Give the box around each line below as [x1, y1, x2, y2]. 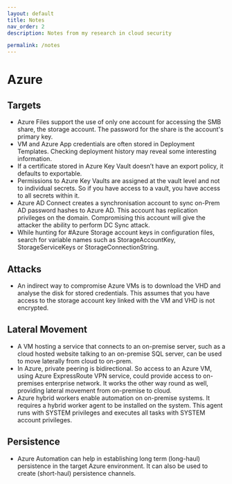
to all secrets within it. [17, 191, 80, 200]
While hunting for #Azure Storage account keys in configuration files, [17, 228, 215, 236]
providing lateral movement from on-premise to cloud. [17, 386, 172, 395]
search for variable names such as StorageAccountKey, [17, 236, 176, 244]
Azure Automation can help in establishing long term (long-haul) [17, 454, 201, 463]
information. [17, 155, 52, 163]
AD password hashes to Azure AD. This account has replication [17, 206, 198, 215]
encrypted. [17, 303, 49, 312]
